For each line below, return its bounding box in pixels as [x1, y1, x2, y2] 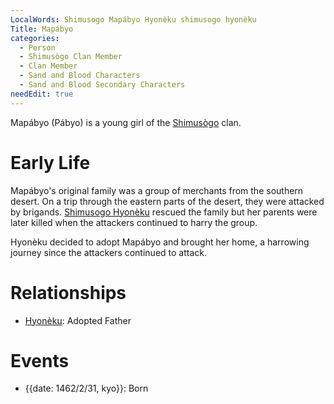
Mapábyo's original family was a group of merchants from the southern [10, 184, 304, 196]
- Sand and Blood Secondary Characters [19, 80, 186, 90]
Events [10, 349, 70, 372]
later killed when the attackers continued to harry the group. [10, 216, 258, 228]
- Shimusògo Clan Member [19, 52, 123, 62]
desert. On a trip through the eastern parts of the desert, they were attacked [10, 195, 325, 207]
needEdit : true [10, 89, 74, 99]
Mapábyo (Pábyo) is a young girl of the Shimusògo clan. [10, 116, 242, 128]
